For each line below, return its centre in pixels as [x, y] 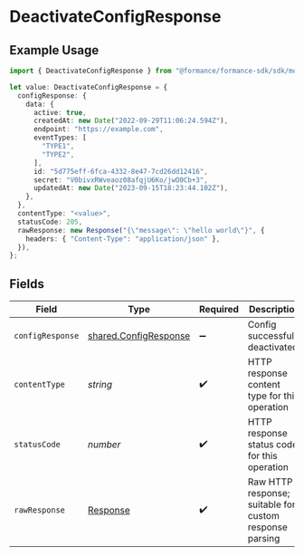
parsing [264, 539]
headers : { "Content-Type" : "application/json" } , [123, 239]
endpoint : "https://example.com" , [99, 129]
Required [219, 310]
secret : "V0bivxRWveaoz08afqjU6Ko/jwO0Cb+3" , [120, 180]
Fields [27, 284]
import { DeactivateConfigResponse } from [90, 71]
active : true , [60, 112]
